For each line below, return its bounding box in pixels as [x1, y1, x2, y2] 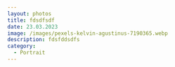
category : [7, 43, 37, 50]
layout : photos [7, 10, 52, 17]
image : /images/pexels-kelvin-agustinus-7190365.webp [7, 29, 169, 37]
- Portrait [13, 50, 46, 57]
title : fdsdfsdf [7, 17, 55, 24]
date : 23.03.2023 [7, 23, 58, 30]
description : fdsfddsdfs [7, 36, 80, 43]
